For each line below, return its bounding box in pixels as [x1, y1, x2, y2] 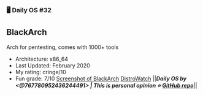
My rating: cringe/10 [15, 68, 66, 75]
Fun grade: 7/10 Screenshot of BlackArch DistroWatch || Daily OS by [15, 75, 187, 82]
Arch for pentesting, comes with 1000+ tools [6, 43, 119, 51]
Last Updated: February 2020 [15, 61, 90, 69]
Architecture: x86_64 [15, 55, 69, 63]
